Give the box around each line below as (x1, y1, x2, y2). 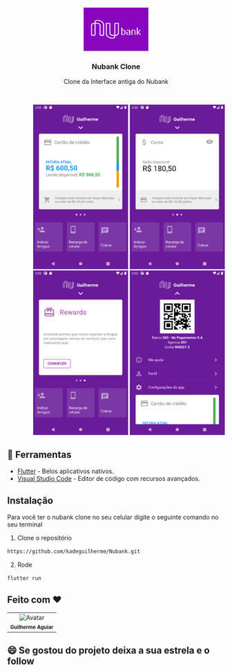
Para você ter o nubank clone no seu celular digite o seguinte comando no (7, 513, 219, 521)
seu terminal (7, 520, 43, 529)
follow (7, 655, 35, 667)
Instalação (7, 495, 54, 506)
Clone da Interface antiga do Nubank (63, 78, 169, 86)
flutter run (7, 574, 41, 582)
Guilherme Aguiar (10, 624, 54, 631)
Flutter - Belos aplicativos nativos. (17, 467, 114, 475)
